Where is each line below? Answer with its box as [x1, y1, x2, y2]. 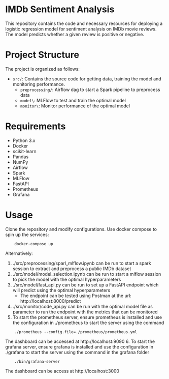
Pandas [12, 154, 29, 160]
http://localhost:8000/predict [20, 298, 81, 304]
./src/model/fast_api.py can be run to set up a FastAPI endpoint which [12, 281, 159, 288]
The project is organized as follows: [5, 66, 80, 72]
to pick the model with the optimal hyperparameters [12, 276, 121, 282]
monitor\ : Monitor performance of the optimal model [20, 103, 130, 109]
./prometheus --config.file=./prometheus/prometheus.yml [14, 329, 138, 334]
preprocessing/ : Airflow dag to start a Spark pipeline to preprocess [20, 86, 160, 93]
